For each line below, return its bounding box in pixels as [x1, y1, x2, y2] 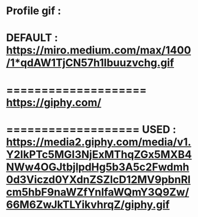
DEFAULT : [6, 31, 58, 45]
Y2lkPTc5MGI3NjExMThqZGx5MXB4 [6, 147, 192, 161]
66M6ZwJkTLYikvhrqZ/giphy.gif [6, 198, 170, 211]
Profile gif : [6, 4, 61, 18]
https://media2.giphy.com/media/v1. [6, 135, 191, 149]
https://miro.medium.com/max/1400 [6, 44, 191, 57]
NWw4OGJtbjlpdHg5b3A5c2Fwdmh [6, 160, 190, 173]
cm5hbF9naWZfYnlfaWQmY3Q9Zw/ [6, 185, 189, 199]
